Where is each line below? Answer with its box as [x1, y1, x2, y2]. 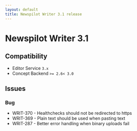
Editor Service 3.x [12, 65, 49, 71]
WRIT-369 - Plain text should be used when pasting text [12, 115, 126, 121]
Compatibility [5, 52, 47, 61]
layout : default [5, 7, 38, 12]
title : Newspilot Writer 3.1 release [5, 12, 82, 17]
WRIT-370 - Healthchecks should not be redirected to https [12, 110, 132, 116]
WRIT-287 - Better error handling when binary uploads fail [12, 121, 130, 127]
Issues [5, 84, 26, 93]
